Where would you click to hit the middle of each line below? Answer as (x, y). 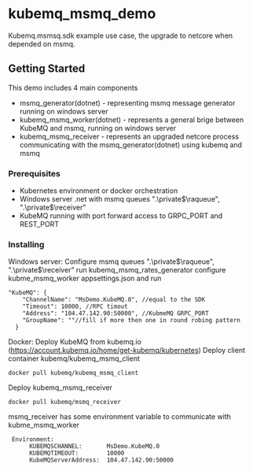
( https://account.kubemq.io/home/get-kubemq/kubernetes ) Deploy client (127, 350)
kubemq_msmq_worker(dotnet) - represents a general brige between (132, 120)
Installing (26, 244)
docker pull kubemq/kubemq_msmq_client (73, 373)
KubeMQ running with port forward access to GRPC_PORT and (121, 216)
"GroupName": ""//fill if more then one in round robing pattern (132, 321)
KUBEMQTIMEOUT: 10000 (77, 454)
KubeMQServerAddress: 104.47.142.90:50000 (101, 460)
